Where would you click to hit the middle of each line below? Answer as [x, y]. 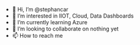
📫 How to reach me [37, 36]
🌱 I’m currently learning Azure [50, 22]
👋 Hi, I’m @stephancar [40, 9]
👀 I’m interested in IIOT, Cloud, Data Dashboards [73, 16]
